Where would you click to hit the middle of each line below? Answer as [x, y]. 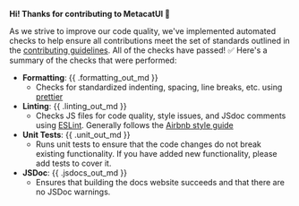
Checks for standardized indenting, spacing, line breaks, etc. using [159, 87]
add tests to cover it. [73, 163]
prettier [49, 97]
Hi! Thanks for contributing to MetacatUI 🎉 [90, 14]
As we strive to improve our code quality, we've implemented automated [143, 31]
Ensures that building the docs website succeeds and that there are [160, 182]
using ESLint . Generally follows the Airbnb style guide [135, 125]
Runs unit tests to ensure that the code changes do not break [149, 144]
